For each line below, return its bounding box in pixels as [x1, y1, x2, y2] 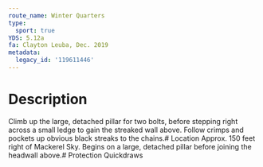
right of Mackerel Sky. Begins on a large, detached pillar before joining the [8, 142, 253, 151]
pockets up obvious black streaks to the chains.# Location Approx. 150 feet [8, 133, 256, 143]
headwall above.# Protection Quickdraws [8, 150, 143, 160]
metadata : [8, 49, 41, 56]
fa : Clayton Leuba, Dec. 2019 [8, 41, 109, 49]
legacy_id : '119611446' [15, 56, 94, 64]
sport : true [15, 26, 56, 34]
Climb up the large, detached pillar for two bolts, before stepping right [8, 116, 238, 126]
